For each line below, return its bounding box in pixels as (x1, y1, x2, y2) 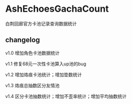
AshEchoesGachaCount (5, 3, 109, 15)
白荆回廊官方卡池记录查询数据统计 (5, 20, 77, 27)
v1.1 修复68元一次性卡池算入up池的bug (5, 61, 87, 67)
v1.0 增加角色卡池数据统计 (5, 49, 60, 56)
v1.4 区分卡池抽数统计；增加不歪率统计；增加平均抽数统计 (5, 93, 127, 99)
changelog (5, 36, 40, 44)
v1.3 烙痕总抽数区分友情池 (5, 82, 60, 88)
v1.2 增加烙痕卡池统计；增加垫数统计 (5, 71, 83, 77)
